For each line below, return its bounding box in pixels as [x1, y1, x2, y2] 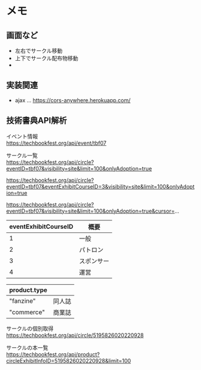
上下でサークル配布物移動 [14, 55, 79, 62]
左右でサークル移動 [14, 47, 63, 54]
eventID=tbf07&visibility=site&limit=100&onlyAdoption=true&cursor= [6, 207, 175, 214]
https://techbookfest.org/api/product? [6, 351, 100, 358]
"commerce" [9, 308, 45, 316]
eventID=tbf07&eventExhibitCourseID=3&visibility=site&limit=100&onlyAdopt [6, 183, 195, 190]
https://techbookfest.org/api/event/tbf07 [6, 139, 107, 147]
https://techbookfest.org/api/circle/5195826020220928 [6, 332, 144, 339]
